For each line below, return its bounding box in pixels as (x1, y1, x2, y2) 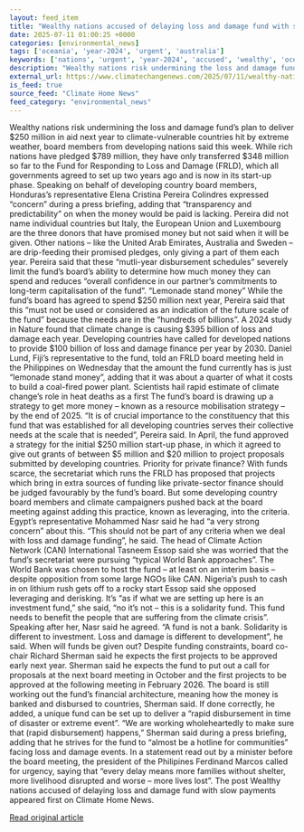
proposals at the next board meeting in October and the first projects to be (9, 670, 287, 681)
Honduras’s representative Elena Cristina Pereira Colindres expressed (9, 189, 270, 200)
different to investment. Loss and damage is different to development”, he (9, 631, 283, 642)
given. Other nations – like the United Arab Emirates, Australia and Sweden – (9, 237, 294, 249)
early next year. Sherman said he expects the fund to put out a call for (9, 660, 270, 671)
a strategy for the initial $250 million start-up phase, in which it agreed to (9, 440, 281, 450)
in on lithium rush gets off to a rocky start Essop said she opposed (9, 583, 257, 594)
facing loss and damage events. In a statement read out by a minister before (9, 747, 294, 758)
